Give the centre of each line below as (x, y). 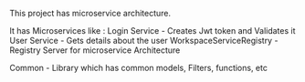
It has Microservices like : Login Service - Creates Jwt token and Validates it (152, 31)
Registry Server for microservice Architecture (95, 50)
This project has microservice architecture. (90, 13)
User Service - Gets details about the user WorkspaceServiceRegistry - (144, 41)
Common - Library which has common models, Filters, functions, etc (138, 68)
